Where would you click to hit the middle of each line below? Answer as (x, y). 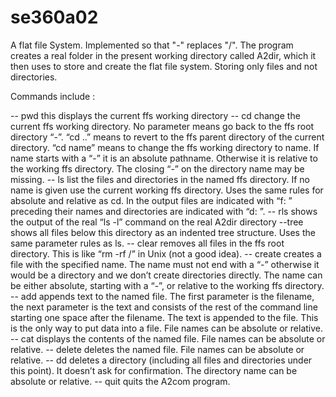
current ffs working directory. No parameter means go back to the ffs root (162, 126)
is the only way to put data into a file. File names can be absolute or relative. (167, 328)
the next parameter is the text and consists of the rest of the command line (164, 307)
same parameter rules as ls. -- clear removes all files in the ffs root (147, 243)
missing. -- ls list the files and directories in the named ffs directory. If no (160, 179)
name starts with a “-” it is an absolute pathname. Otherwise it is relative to (164, 158)
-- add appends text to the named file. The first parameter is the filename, (162, 296)
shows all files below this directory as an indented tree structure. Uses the (163, 232)
